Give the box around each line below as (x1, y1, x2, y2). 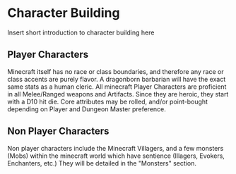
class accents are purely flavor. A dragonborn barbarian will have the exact (7, 75, 226, 83)
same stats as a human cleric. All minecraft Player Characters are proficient (7, 82, 227, 91)
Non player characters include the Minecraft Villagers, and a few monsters (7, 144, 224, 152)
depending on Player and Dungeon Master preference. (7, 104, 166, 113)
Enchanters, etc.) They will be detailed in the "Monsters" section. (7, 159, 196, 167)
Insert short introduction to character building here (7, 28, 155, 37)
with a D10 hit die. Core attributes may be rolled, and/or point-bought (7, 97, 208, 106)
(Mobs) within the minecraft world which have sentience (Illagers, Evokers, (7, 151, 225, 160)
